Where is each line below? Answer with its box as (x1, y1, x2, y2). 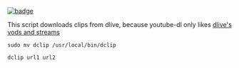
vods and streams (7, 28, 61, 36)
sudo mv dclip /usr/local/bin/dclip (7, 42, 116, 49)
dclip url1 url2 (7, 54, 56, 61)
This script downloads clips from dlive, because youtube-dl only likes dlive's (7, 21, 232, 28)
